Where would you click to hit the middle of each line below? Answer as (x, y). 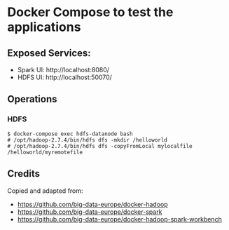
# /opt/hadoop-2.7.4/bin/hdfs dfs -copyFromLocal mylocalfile (100, 146)
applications (44, 27)
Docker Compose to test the (90, 12)
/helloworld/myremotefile (45, 152)
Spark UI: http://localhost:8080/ (63, 70)
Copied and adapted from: (45, 191)
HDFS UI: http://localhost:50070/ (64, 77)
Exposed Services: (49, 53)
